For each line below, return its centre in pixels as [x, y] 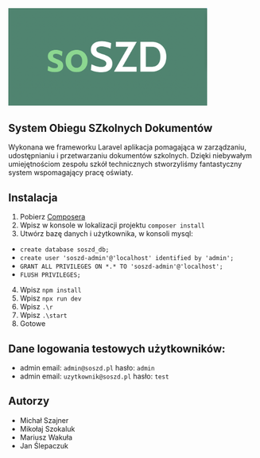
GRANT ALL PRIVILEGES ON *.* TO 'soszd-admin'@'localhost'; [121, 267]
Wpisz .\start [43, 315]
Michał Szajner [44, 420]
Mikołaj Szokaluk [47, 429]
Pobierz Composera [52, 217]
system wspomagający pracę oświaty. [71, 173]
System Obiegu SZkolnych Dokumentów [111, 128]
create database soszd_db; [64, 250]
